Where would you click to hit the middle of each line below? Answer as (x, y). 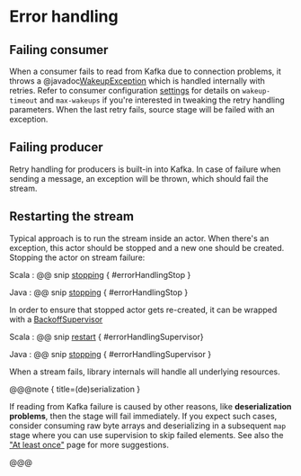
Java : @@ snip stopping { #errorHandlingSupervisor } (111, 354)
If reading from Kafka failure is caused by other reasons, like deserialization (150, 406)
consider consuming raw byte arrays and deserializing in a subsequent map (147, 426)
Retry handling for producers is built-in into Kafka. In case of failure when (145, 169)
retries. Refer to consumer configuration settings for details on (125, 90)
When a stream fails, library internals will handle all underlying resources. (145, 372)
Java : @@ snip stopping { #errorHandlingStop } (99, 292)
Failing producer (56, 147)
